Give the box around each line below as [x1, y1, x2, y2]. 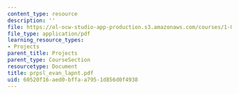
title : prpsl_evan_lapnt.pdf [7, 69, 94, 76]
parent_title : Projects [7, 50, 78, 57]
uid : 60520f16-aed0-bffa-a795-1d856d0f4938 [7, 76, 139, 83]
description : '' [7, 17, 55, 24]
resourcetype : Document [7, 63, 78, 70]
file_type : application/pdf [7, 30, 91, 37]
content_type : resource [7, 10, 78, 18]
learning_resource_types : [7, 37, 84, 44]
